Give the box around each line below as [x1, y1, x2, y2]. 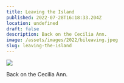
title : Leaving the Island [6, 8, 75, 15]
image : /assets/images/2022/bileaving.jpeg [6, 37, 119, 43]
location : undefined [6, 20, 59, 26]
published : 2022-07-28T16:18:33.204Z [6, 15, 102, 21]
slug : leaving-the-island [6, 43, 72, 49]
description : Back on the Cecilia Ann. [6, 32, 108, 38]
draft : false [6, 25, 40, 32]
